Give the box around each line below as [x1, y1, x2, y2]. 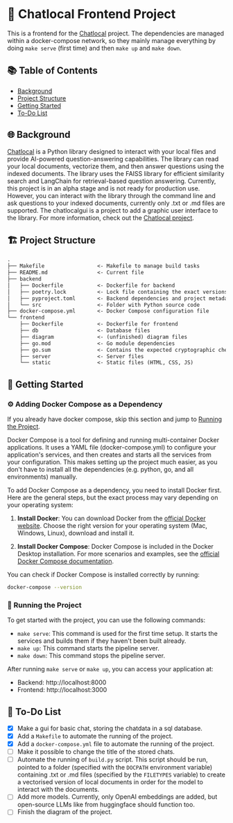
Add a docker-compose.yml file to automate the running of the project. [17, 740, 215, 748]
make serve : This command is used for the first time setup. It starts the [17, 630, 218, 638]
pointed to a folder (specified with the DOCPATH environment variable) [17, 763, 213, 772]
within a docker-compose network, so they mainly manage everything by [7, 36, 216, 44]
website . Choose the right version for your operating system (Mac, [17, 521, 208, 529]
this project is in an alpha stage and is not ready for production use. [7, 184, 200, 193]
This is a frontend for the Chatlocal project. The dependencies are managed [7, 29, 224, 37]
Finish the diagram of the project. [17, 808, 113, 816]
